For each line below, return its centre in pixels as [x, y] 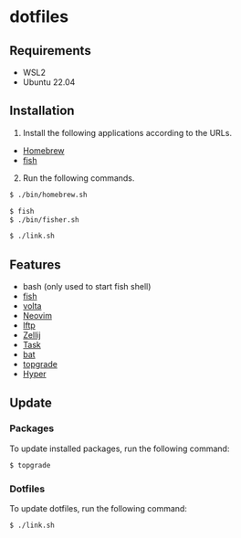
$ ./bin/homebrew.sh [49, 195]
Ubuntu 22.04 [49, 82]
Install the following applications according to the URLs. [127, 132]
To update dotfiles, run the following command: [98, 508]
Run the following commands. [79, 178]
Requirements [50, 51]
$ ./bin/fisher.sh [44, 220]
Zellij [31, 335]
